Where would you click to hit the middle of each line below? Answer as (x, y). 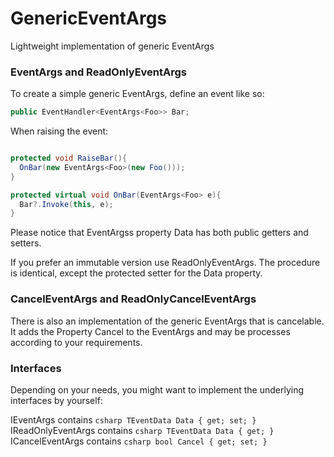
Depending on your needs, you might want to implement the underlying (157, 389)
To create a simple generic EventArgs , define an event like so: (137, 94)
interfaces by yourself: (56, 400)
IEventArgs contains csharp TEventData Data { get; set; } (133, 419)
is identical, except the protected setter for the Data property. (136, 273)
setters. (26, 243)
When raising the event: (59, 131)
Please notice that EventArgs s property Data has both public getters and (159, 233)
